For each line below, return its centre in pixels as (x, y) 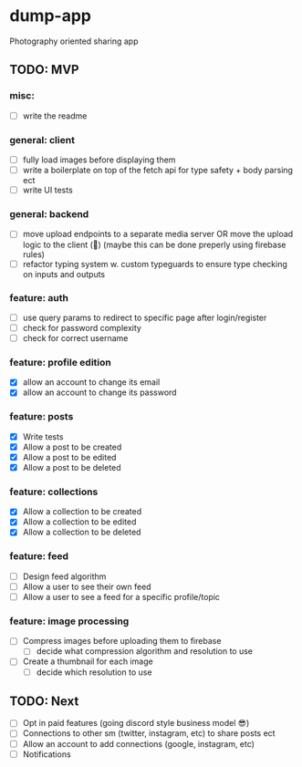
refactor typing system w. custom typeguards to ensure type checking (155, 264)
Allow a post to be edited (69, 457)
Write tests (43, 436)
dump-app (50, 16)
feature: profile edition (60, 363)
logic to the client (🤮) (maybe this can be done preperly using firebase (154, 244)
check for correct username (75, 338)
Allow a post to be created (72, 447)
